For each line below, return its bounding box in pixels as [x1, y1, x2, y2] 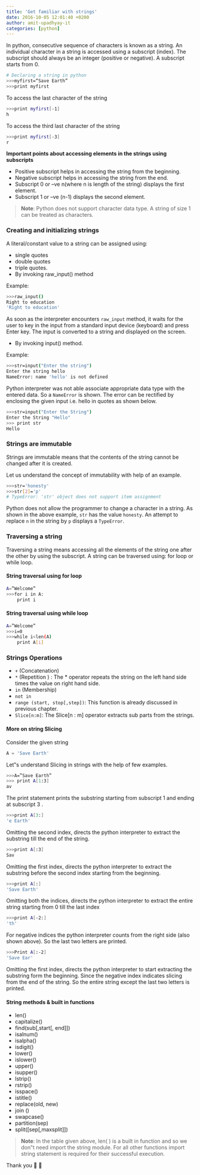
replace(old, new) [14, 1100, 59, 1108]
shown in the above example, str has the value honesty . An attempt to [6, 511, 179, 519]
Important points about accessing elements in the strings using [6, 150, 167, 157]
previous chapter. [14, 705, 59, 713]
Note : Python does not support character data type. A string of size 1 [20, 205, 191, 212]
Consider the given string [6, 738, 69, 746]
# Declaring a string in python [6, 72, 87, 78]
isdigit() [14, 1044, 34, 1051]
